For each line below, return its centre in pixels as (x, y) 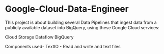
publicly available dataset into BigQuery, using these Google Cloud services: (82, 27)
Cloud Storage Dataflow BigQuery (39, 37)
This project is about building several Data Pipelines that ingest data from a (81, 22)
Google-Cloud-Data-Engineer (67, 9)
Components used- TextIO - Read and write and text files (63, 46)
